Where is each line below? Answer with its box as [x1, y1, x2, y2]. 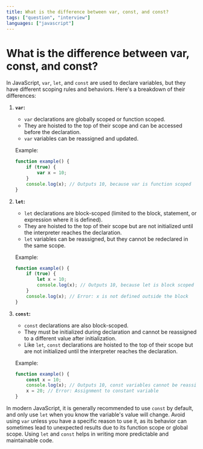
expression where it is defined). [24, 216, 103, 223]
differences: [6, 92, 36, 100]
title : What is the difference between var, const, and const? [6, 8, 169, 15]
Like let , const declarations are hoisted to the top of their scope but [24, 341, 193, 348]
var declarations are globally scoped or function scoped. [24, 116, 166, 123]
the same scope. [24, 241, 66, 249]
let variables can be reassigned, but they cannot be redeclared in [24, 235, 188, 243]
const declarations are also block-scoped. [24, 322, 129, 329]
